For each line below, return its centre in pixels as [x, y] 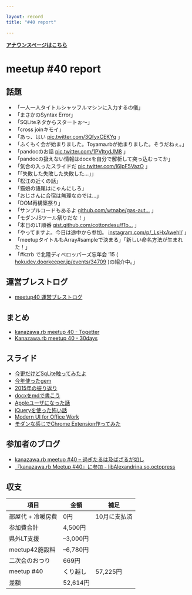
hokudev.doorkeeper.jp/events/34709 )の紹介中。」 [76, 262]
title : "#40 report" [31, 22]
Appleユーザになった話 [42, 403]
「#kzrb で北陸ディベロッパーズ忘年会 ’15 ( [66, 254]
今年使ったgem [33, 380]
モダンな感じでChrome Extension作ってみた [68, 423]
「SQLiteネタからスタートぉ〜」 [53, 122]
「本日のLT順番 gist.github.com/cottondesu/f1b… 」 [77, 225]
